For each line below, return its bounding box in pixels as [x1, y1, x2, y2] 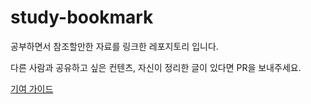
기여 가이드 [10, 82, 54, 95]
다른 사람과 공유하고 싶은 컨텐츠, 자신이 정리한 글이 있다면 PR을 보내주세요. [10, 61, 302, 73]
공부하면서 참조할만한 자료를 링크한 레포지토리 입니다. [10, 40, 219, 52]
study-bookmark [10, 6, 154, 29]
